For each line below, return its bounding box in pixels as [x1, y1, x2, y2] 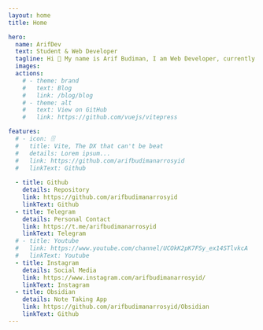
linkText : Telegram [22, 229, 87, 238]
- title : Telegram [15, 207, 76, 216]
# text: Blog [22, 84, 72, 92]
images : [15, 62, 41, 71]
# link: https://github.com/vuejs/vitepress [22, 113, 178, 122]
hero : [8, 33, 26, 41]
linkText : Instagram [22, 280, 90, 289]
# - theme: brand [22, 76, 80, 85]
